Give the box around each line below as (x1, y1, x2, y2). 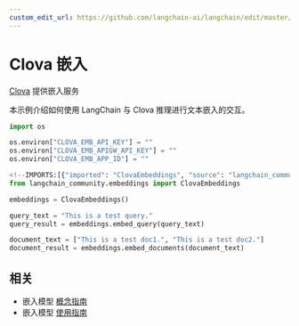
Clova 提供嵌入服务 (9, 86, 80, 96)
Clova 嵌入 (9, 54, 88, 74)
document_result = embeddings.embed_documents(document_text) (9, 244, 245, 253)
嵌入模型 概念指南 (21, 296, 87, 306)
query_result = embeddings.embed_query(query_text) (9, 219, 205, 228)
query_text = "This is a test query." (9, 211, 153, 220)
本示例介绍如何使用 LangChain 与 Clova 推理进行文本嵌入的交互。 (9, 104, 250, 115)
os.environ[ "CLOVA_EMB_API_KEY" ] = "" (9, 138, 153, 147)
